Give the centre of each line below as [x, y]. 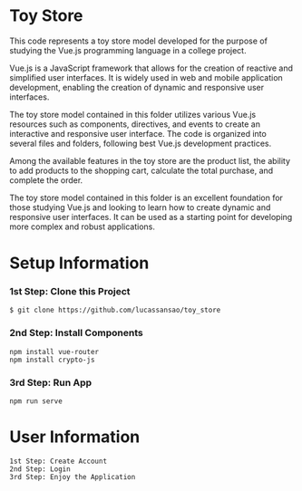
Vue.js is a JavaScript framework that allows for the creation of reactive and [151, 68]
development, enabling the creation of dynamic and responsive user [137, 87]
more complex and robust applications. [83, 226]
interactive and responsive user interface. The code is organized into [138, 133]
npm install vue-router [54, 351]
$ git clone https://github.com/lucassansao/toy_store [115, 310]
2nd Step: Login [40, 469]
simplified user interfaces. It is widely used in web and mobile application [146, 77]
